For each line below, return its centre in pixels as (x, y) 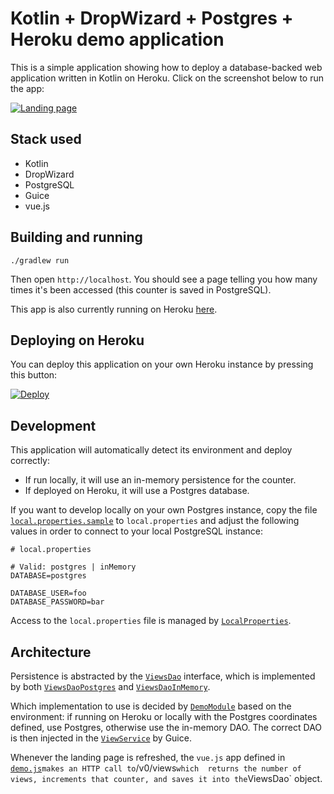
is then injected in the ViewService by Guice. (101, 738)
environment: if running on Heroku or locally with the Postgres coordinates (164, 716)
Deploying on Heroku (77, 340)
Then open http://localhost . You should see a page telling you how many (164, 279)
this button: (34, 375)
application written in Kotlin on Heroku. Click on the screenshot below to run (167, 78)
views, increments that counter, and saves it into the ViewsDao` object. (166, 778)
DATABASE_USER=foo (48, 593)
